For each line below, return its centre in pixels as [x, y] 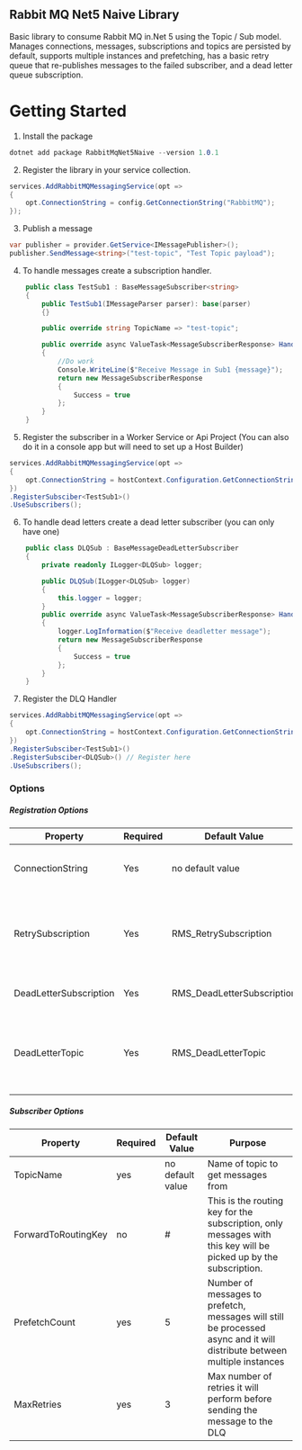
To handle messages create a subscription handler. [117, 270]
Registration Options [49, 810]
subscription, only [245, 1223]
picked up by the [243, 1257]
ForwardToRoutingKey [61, 1235]
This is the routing [245, 1201]
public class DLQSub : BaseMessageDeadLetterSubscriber [133, 548]
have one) [41, 532]
